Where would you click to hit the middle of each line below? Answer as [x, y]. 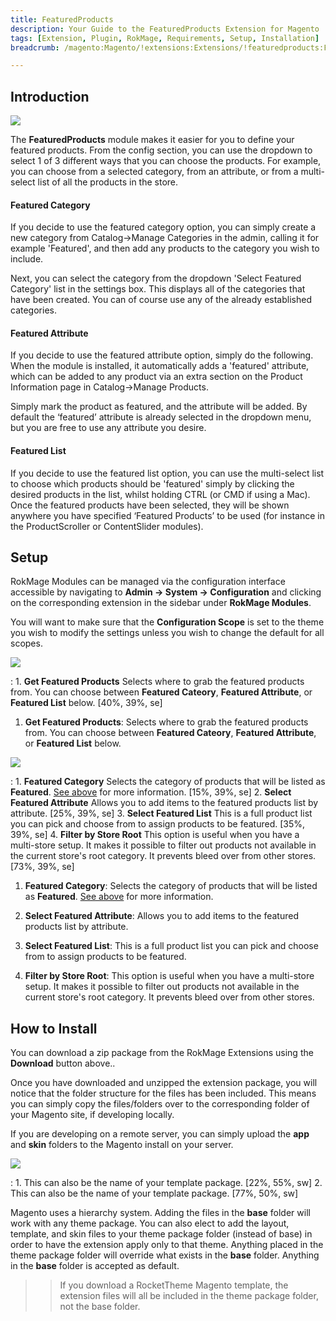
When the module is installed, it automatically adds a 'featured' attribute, [160, 366]
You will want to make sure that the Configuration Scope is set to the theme [167, 622]
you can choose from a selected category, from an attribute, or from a [154, 172]
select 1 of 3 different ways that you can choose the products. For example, [166, 161]
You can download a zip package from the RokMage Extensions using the [162, 1053]
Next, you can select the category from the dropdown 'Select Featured [156, 278]
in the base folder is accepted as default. [95, 1266]
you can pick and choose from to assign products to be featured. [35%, [158, 824]
